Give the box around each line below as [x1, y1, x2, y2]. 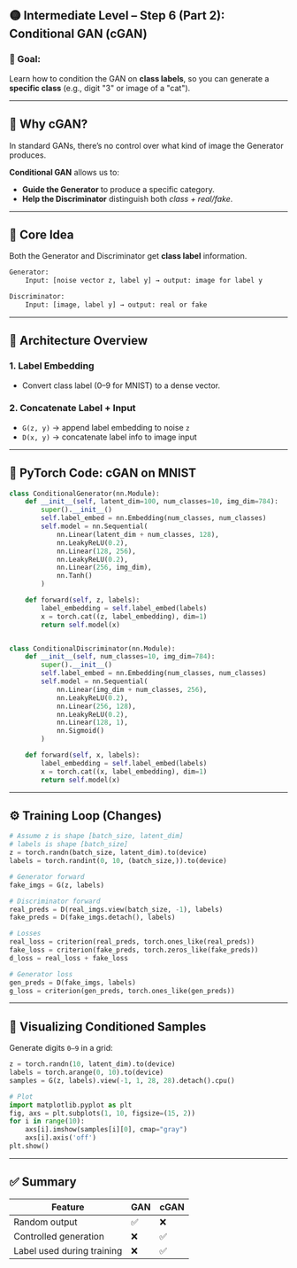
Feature [51, 1201, 85, 1213]
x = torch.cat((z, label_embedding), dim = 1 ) [41, 611, 208, 621]
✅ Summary [9, 1174, 77, 1190]
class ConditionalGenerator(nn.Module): [9, 489, 161, 498]
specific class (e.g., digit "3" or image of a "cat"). [9, 82, 191, 93]
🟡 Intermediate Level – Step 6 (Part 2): [9, 8, 225, 23]
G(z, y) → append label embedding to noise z [21, 422, 190, 432]
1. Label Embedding [9, 360, 95, 372]
